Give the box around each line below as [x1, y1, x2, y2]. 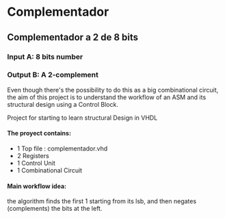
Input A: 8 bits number [7, 52, 83, 62]
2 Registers [16, 152, 49, 159]
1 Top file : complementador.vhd [16, 144, 108, 153]
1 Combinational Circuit [16, 166, 83, 175]
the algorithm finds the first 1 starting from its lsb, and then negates [7, 197, 197, 205]
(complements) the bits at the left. [7, 205, 103, 213]
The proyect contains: [7, 129, 72, 138]
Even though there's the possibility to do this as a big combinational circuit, [7, 86, 219, 94]
